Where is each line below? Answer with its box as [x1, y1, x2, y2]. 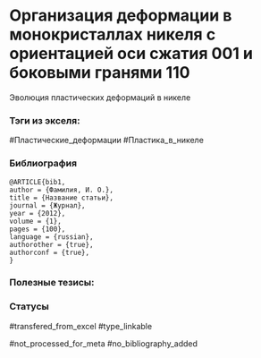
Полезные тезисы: [9, 277, 96, 289]
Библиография [9, 158, 78, 170]
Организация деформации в [9, 5, 232, 26]
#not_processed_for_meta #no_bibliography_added [9, 337, 198, 349]
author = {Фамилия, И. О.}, [9, 185, 114, 194]
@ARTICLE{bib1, [9, 177, 66, 186]
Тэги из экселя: [9, 114, 80, 126]
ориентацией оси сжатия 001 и [9, 44, 253, 64]
